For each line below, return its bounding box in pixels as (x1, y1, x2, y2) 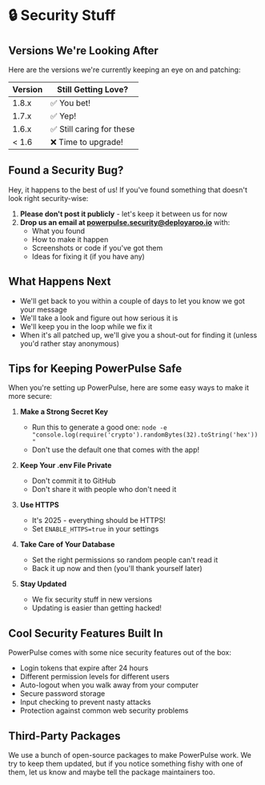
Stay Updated (19, 579, 66, 589)
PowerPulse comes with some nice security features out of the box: (8, 648, 232, 658)
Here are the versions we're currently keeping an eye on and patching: (8, 65, 241, 74)
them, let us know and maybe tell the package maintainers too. (8, 767, 215, 777)
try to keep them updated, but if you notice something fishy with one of (8, 759, 243, 769)
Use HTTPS (19, 500, 59, 509)
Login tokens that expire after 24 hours (19, 663, 149, 673)
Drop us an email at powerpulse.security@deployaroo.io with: (19, 217, 231, 227)
